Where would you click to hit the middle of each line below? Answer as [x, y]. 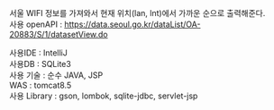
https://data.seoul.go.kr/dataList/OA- [132, 24]
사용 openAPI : [36, 24]
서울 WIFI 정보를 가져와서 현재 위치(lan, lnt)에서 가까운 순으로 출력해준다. [137, 13]
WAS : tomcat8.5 [41, 85]
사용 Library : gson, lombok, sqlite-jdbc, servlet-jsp [104, 96]
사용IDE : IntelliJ [38, 53]
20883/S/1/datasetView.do [59, 34]
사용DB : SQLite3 [41, 64]
